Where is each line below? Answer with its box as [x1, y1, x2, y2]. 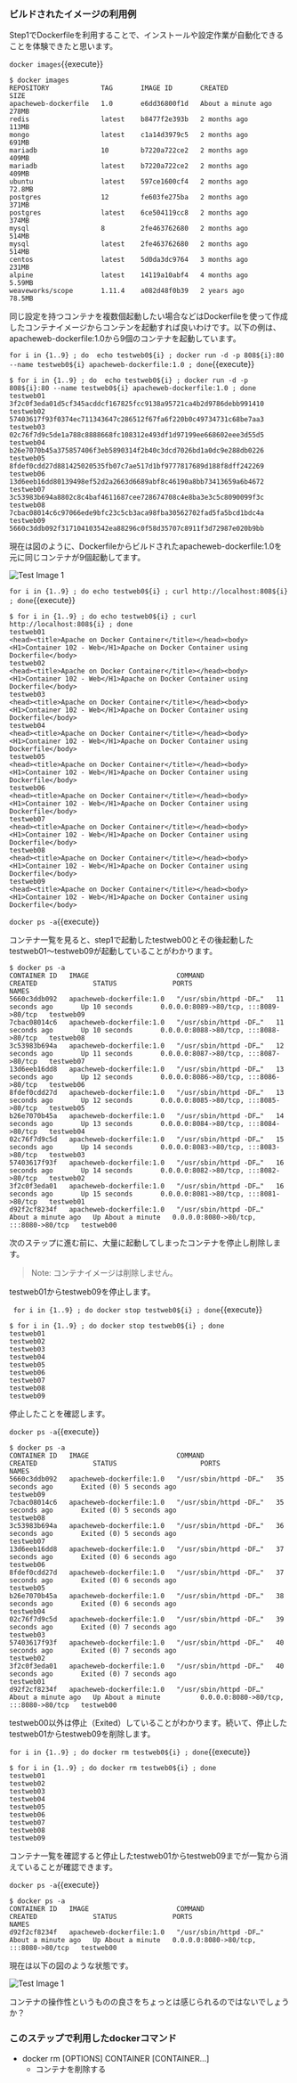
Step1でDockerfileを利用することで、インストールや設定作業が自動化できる [9, 29, 285, 41]
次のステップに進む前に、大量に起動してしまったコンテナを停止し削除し [9, 1238, 274, 1248]
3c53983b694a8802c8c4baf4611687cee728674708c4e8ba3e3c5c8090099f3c [9, 493, 265, 502]
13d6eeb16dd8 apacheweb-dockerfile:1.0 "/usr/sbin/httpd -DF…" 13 [9, 1065, 285, 1074]
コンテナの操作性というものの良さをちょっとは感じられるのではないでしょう [9, 1997, 290, 2007]
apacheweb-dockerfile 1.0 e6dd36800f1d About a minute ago [9, 100, 273, 109]
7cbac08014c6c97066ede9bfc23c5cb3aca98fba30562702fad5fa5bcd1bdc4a [9, 509, 265, 518]
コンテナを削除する [35, 2063, 107, 2074]
